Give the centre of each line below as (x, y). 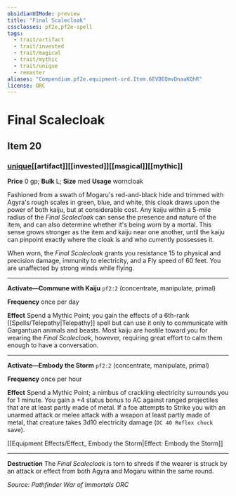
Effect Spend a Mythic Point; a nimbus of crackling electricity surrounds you (118, 393)
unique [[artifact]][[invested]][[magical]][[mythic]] (95, 166)
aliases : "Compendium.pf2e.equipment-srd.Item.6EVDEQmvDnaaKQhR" (105, 79)
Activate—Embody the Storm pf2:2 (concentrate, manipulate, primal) (108, 366)
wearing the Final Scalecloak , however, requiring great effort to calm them (115, 338)
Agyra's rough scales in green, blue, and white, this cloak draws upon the (113, 202)
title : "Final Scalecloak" (47, 20)
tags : (15, 33)
